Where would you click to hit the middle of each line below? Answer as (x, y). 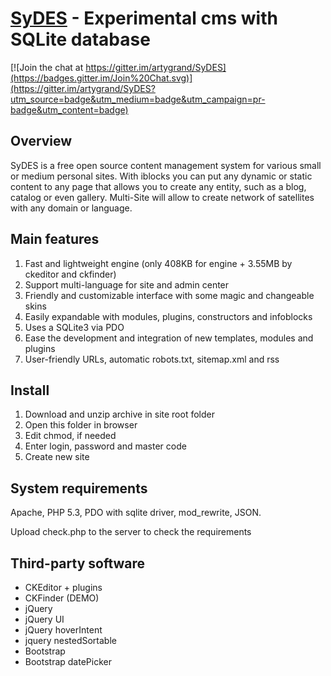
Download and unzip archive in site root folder (119, 414)
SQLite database (80, 39)
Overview (41, 141)
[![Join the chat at (47, 67)
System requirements (79, 488)
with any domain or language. (71, 208)
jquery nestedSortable (70, 640)
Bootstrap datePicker (68, 661)
